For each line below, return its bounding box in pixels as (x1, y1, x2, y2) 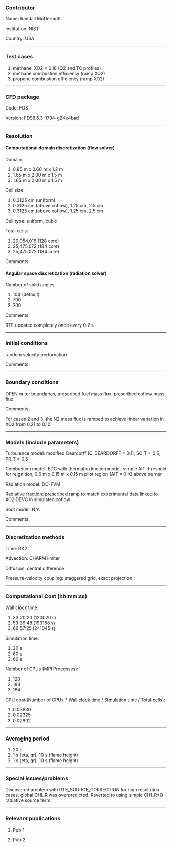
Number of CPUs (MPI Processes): (5, 666, 78, 672)
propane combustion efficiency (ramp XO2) (12, 76, 105, 82)
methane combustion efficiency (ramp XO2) (12, 70, 105, 76)
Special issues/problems (5, 775, 69, 782)
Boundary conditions (5, 379, 59, 386)
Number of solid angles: (5, 281, 56, 288)
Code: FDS (5, 104, 28, 111)
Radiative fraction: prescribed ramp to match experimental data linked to (5, 491, 158, 497)
